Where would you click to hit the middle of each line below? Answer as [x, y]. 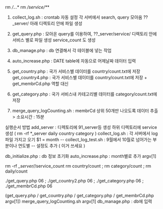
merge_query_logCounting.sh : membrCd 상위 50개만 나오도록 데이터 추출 [85, 111]
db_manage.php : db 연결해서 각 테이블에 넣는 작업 [62, 50]
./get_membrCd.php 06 [29, 186]
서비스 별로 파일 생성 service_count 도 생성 [54, 40]
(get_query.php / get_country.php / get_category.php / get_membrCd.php [80, 195]
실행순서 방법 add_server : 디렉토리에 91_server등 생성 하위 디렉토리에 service [81, 127]
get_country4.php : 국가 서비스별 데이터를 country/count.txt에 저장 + [80, 77]
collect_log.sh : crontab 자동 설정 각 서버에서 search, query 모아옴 [77, 17]
